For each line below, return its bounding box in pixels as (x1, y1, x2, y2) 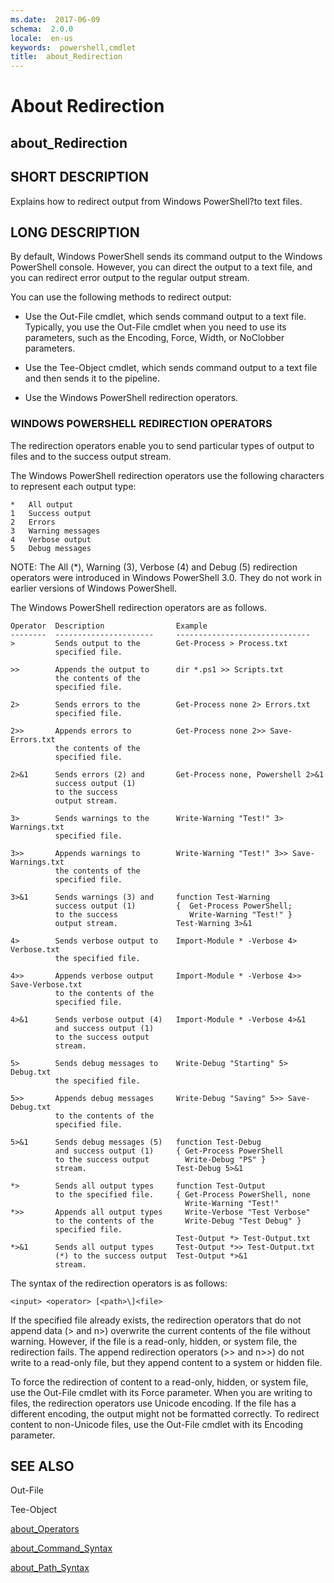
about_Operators (10, 1523, 80, 1535)
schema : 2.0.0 (10, 24, 74, 34)
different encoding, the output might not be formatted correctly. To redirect (10, 1407, 320, 1420)
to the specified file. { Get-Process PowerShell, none (54, 1189, 311, 1200)
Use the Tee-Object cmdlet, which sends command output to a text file (24, 362, 318, 374)
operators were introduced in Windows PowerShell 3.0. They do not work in (10, 571, 322, 583)
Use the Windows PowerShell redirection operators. (24, 392, 239, 404)
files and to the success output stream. (10, 450, 172, 462)
